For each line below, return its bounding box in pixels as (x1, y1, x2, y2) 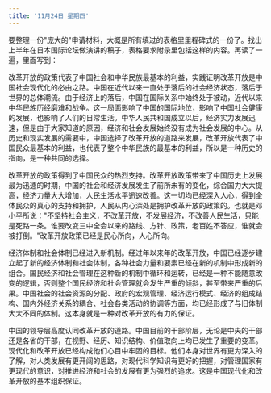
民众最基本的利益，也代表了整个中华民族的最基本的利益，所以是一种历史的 (15, 143, 263, 153)
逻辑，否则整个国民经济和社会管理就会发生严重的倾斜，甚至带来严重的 (22, 278, 256, 287)
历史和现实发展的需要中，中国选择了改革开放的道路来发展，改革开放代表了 (8, 132, 256, 142)
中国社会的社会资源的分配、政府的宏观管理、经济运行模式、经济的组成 (22, 288, 256, 298)
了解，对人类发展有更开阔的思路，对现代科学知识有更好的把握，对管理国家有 (8, 356, 263, 366)
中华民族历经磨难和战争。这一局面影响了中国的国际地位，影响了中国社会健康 (8, 102, 263, 112)
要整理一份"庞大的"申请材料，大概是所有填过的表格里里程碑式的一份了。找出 (8, 35, 263, 44)
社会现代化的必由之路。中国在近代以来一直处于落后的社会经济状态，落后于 (15, 82, 263, 92)
